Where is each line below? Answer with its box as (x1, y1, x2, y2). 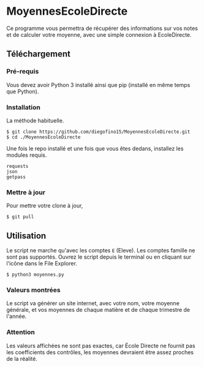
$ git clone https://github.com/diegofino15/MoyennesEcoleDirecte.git (6, 129, 191, 135)
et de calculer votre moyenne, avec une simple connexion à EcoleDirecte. (6, 31, 192, 38)
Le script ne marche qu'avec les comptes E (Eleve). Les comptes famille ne (6, 247, 195, 254)
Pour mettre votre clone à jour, (6, 202, 83, 210)
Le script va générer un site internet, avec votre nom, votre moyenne (6, 300, 179, 307)
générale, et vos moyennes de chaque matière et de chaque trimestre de (6, 306, 191, 314)
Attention (6, 328, 35, 336)
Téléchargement (6, 49, 70, 59)
